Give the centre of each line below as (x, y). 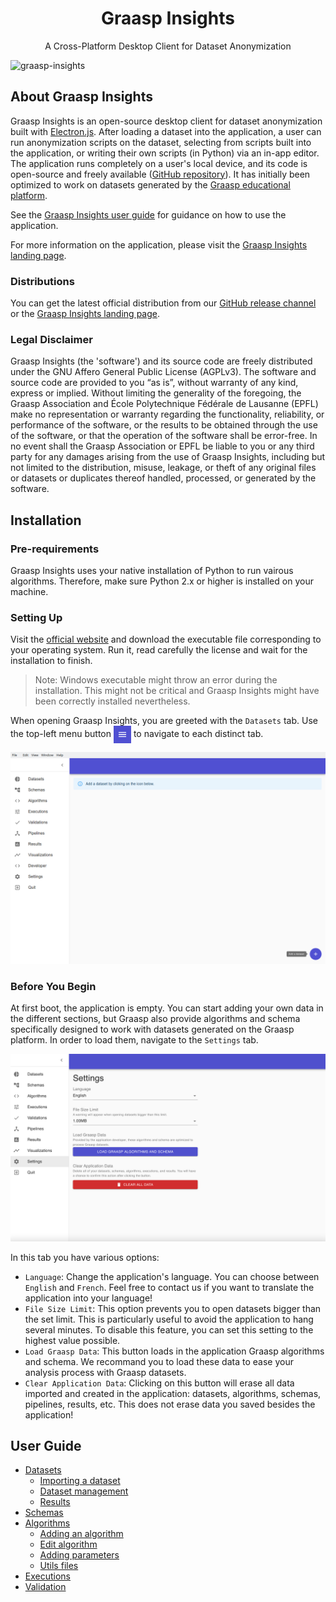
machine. (29, 592)
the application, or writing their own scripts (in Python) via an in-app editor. (165, 153)
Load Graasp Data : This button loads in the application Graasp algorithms (174, 1351)
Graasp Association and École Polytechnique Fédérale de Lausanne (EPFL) (164, 404)
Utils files (59, 1566)
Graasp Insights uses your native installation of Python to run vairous (152, 571)
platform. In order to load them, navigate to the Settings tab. (134, 1040)
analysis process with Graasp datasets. (105, 1372)
